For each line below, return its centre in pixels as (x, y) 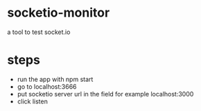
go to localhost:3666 (47, 86)
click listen (33, 101)
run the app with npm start (55, 79)
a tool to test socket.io (39, 32)
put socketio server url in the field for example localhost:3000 (105, 94)
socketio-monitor (59, 13)
